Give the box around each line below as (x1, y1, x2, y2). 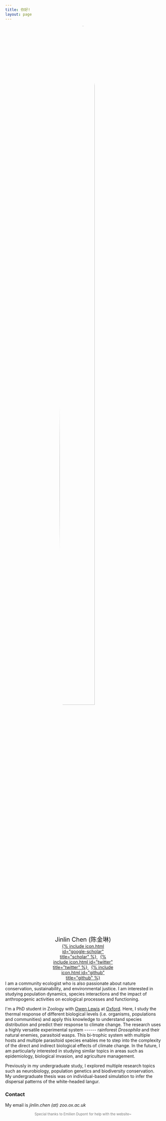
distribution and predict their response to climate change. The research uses (5, 1021, 161, 1027)
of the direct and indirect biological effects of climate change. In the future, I (5, 1042, 161, 1048)
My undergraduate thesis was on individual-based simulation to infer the (5, 1073, 153, 1079)
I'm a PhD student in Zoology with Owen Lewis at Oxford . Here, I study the (5, 1006, 157, 1012)
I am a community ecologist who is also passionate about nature (5, 980, 136, 986)
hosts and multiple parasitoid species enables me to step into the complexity (5, 1037, 161, 1043)
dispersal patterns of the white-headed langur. (5, 1078, 100, 1084)
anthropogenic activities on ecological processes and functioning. (5, 996, 140, 1002)
